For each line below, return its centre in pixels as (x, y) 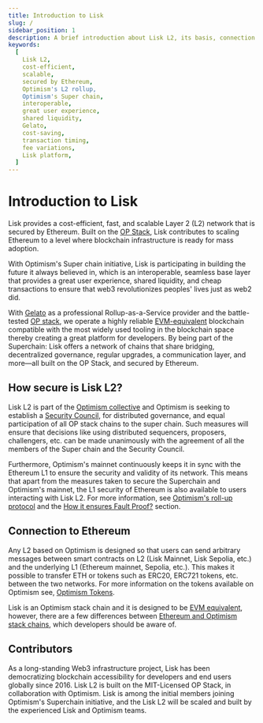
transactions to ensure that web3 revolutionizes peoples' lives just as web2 (130, 289)
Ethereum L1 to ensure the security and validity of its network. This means (128, 473)
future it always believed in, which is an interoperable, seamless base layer (130, 273)
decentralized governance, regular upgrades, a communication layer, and (127, 355)
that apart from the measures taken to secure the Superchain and (114, 481)
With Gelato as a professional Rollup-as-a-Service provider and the (117, 313)
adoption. (24, 249)
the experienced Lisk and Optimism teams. (78, 710)
